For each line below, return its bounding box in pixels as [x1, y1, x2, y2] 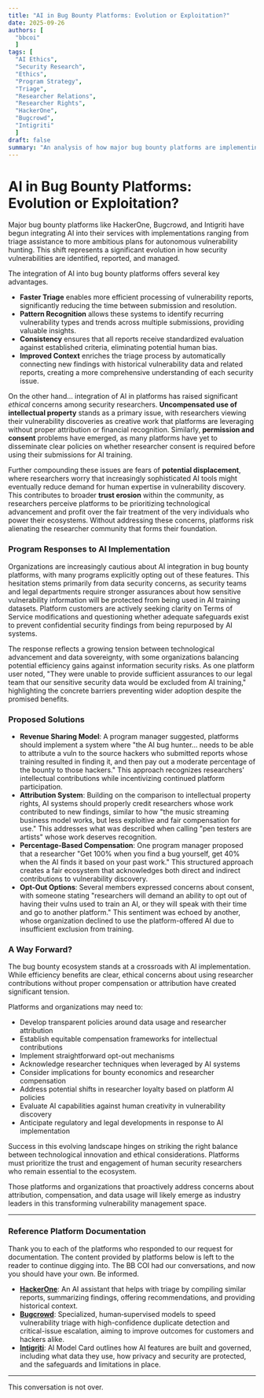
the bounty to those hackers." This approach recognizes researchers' [19, 765, 245, 775]
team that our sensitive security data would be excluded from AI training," [8, 677, 247, 686]
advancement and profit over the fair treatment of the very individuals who [8, 508, 250, 517]
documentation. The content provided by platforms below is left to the [8, 1252, 235, 1262]
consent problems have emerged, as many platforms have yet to [8, 433, 218, 443]
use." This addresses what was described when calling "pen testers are [19, 824, 252, 833]
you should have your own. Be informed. [8, 1269, 139, 1278]
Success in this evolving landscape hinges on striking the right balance [8, 1142, 238, 1151]
